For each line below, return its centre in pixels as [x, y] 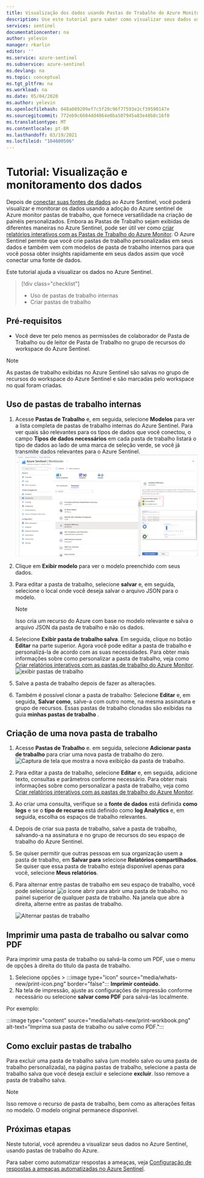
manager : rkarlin [28, 45]
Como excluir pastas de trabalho [69, 1046]
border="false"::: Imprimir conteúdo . [114, 984]
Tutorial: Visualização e [67, 172]
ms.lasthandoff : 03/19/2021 [42, 135]
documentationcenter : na [38, 32]
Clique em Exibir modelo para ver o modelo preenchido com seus [97, 566]
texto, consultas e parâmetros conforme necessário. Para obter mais [101, 779]
